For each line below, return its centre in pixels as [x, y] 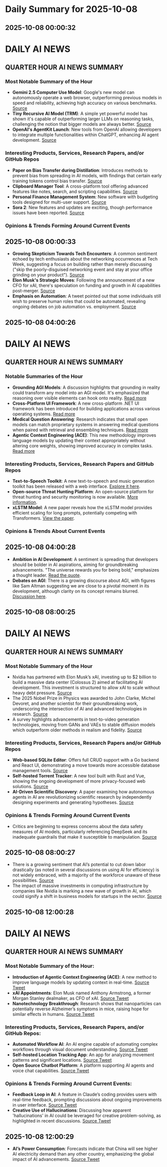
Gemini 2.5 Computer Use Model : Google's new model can [73, 92]
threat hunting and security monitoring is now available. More [75, 497]
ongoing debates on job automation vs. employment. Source [74, 307]
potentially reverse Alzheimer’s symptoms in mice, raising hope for [81, 1009]
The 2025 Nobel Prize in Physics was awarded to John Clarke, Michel [84, 698]
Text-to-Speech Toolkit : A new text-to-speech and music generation [83, 481]
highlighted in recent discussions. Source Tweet [61, 1121]
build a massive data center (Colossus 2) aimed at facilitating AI [78, 682]
